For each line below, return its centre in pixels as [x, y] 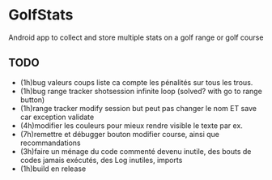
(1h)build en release [53, 169]
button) [32, 100]
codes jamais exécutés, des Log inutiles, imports [101, 160]
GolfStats [41, 15]
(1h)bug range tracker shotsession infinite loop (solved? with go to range [141, 91]
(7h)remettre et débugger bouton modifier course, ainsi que [120, 134]
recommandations [50, 143]
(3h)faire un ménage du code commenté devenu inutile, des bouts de [136, 151]
